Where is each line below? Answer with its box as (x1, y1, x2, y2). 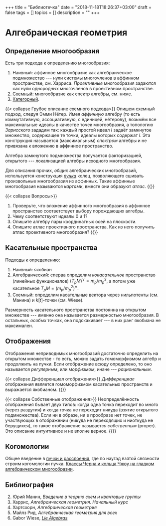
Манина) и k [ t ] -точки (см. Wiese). (12, 297, 84, 303)
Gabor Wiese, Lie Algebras (12, 515, 68, 521)
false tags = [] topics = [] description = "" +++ (5, 9, 100, 15)
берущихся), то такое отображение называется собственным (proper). (5, 422, 156, 428)
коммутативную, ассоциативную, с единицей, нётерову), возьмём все (5, 117, 157, 122)
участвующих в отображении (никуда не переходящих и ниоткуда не (5, 417, 154, 423)
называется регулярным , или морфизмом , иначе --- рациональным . (5, 366, 152, 372)
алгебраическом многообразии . (5, 466, 74, 472)
